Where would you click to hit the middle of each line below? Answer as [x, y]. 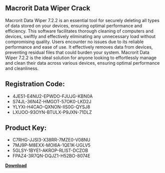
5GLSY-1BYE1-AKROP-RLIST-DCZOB [50, 150]
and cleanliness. [22, 68]
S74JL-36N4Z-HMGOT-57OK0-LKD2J [52, 101]
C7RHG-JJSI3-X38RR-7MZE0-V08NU [51, 140]
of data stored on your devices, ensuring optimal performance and [74, 26]
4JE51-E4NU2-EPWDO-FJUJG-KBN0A [52, 96]
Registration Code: [35, 84]
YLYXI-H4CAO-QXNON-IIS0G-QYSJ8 [51, 107]
